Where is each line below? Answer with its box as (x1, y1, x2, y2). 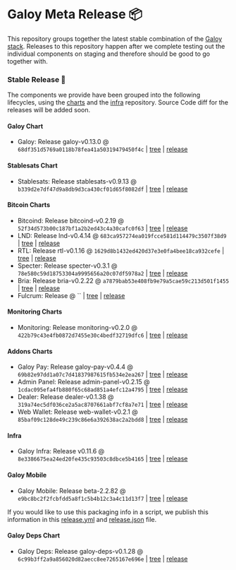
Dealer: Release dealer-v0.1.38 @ (17, 393, 114, 401)
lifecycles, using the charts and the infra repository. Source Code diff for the (7, 98, 229, 107)
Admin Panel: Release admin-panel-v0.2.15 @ (17, 378, 150, 386)
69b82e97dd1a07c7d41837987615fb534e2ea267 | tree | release (17, 370, 188, 379)
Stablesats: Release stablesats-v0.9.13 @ (17, 177, 137, 185)
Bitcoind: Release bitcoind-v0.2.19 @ (17, 216, 125, 225)
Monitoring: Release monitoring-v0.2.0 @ (17, 323, 138, 332)
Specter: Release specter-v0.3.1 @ (17, 261, 118, 270)
